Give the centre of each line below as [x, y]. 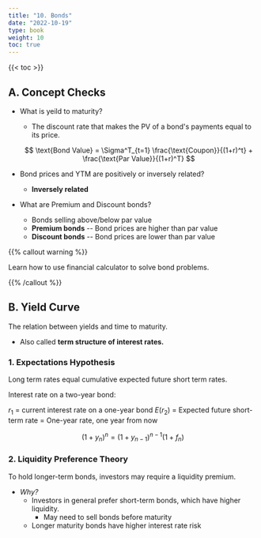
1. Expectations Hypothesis [62, 362]
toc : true [25, 45]
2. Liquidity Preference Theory [68, 459]
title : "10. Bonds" [40, 15]
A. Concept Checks [57, 92]
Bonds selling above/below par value [92, 220]
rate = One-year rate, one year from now [91, 420]
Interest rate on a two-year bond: [62, 395]
